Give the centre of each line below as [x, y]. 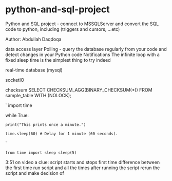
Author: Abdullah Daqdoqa [33, 39]
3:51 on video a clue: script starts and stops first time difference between [83, 162]
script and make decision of [35, 173]
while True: [17, 115]
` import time [19, 105]
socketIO [15, 80]
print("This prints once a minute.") [46, 124]
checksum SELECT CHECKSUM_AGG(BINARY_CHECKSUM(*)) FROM [79, 90]
